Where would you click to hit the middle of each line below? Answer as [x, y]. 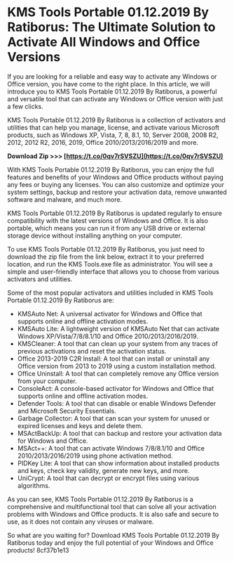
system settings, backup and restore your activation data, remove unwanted [117, 192]
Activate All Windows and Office [104, 42]
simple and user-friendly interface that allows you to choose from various [113, 271]
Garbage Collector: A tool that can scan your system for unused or [113, 418]
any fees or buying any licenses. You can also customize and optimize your [116, 184]
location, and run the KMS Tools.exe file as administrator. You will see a [110, 264]
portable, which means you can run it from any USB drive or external [106, 228]
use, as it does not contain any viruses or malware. [81, 522]
